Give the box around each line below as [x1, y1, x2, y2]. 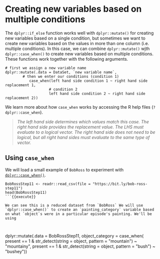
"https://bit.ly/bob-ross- [92, 181, 148, 187]
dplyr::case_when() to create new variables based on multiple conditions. [5, 50, 154, 57]
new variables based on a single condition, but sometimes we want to [5, 35, 146, 41]
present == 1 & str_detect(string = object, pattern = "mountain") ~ [5, 238, 137, 244]
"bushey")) [5, 248, 27, 254]
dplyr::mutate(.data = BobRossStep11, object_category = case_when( [5, 233, 144, 238]
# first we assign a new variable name [5, 65, 87, 71]
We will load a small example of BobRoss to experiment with [5, 166, 124, 172]
